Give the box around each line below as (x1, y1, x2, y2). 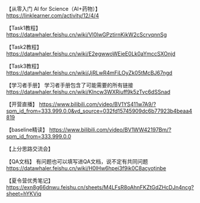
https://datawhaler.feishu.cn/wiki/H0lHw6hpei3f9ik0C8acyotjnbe (6, 165, 167, 172)
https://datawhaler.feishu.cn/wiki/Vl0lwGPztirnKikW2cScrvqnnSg (6, 31, 167, 38)
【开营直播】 (6, 101, 38, 108)
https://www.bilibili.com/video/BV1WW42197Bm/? (49, 126, 172, 133)
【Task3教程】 (6, 62, 42, 69)
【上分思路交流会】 (6, 146, 54, 152)
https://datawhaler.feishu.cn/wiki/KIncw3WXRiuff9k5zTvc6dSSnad (6, 89, 171, 95)
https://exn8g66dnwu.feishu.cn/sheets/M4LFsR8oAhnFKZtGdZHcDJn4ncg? (6, 184, 194, 190)
